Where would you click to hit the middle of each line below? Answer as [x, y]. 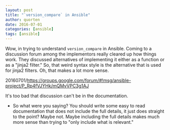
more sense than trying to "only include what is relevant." [73, 122]
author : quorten [23, 20]
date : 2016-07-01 [24, 24]
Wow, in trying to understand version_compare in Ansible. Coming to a [79, 49]
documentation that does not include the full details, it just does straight [89, 111]
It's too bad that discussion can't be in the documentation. [67, 96]
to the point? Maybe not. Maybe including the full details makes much [86, 117]
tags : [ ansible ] [23, 34]
